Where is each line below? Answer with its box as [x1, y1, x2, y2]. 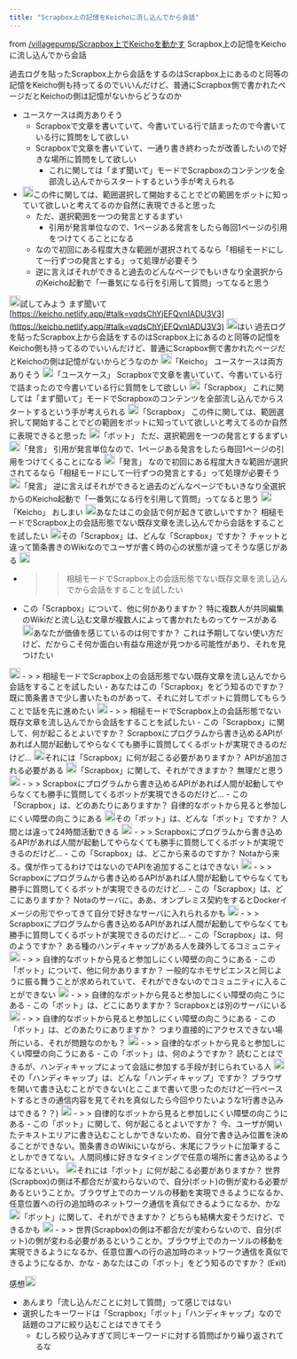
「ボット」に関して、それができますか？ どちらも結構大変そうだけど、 [20, 1211, 277, 1222]
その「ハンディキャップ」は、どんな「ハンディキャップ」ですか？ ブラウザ [9, 1072, 282, 1082]
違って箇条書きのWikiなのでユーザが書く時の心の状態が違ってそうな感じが [9, 542, 281, 552]
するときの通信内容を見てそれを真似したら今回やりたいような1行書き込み [16, 1094, 284, 1105]
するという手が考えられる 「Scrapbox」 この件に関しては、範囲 [32, 406, 277, 417]
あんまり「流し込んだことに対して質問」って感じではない [21, 1297, 232, 1308]
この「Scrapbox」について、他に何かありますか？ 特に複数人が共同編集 [21, 604, 285, 614]
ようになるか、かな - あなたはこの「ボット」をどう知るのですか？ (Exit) [24, 1257, 286, 1268]
